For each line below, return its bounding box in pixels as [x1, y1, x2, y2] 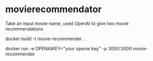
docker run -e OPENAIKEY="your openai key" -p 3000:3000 [5, 45, 132, 51]
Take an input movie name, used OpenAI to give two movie [5, 20, 129, 26]
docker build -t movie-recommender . [5, 36, 85, 42]
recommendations [5, 25, 44, 32]
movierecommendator [5, 4, 102, 15]
